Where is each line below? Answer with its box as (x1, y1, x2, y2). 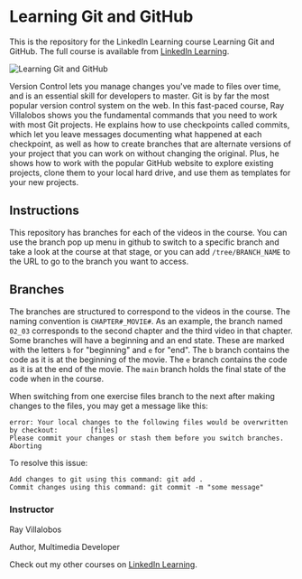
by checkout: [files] (9, 425, 119, 434)
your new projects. (9, 176, 79, 187)
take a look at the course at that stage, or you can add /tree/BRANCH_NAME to (9, 246, 291, 257)
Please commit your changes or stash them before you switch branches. (9, 434, 284, 443)
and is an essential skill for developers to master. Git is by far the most (9, 90, 270, 101)
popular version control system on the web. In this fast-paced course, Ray (9, 99, 285, 110)
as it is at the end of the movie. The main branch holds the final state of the (9, 363, 287, 374)
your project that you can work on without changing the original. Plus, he (9, 147, 279, 159)
